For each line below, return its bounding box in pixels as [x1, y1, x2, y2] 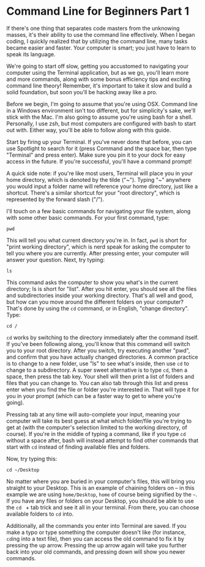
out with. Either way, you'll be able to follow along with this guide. [6, 126, 171, 133]
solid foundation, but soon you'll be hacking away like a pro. [6, 88, 158, 96]
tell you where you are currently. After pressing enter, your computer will [6, 249, 190, 257]
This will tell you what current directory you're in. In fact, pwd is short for [6, 236, 187, 244]
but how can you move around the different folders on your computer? [6, 298, 184, 306]
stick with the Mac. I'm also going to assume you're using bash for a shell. [6, 113, 193, 121]
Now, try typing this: [6, 455, 58, 462]
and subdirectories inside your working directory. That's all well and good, [6, 291, 193, 299]
